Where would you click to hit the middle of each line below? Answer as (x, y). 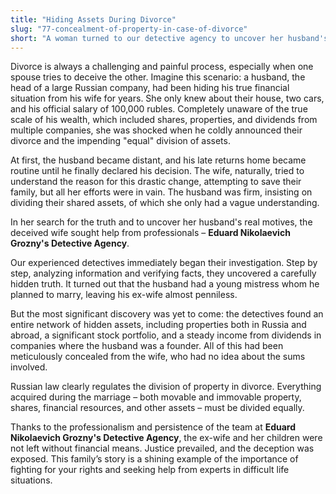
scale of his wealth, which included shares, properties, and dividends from (164, 120)
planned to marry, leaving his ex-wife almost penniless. (124, 295)
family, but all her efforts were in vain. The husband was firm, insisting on (161, 192)
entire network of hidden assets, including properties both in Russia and (158, 325)
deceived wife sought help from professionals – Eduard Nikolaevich (150, 233)
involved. (29, 367)
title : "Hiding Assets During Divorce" (93, 19)
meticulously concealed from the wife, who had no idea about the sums (158, 357)
